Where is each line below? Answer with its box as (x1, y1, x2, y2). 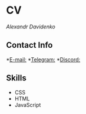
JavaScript (14, 101, 41, 108)
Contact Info (6, 40, 53, 50)
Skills (6, 73, 27, 83)
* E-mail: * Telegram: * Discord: (6, 56, 81, 63)
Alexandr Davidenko (6, 23, 56, 30)
